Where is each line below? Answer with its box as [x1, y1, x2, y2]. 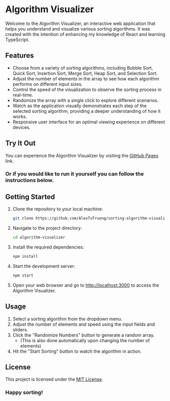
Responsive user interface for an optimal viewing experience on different [12, 118, 165, 125]
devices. [12, 124, 31, 130]
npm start [12, 273, 34, 278]
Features [5, 51, 34, 60]
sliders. [12, 326, 28, 332]
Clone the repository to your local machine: [12, 206, 103, 212]
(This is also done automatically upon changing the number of [20, 337, 150, 344]
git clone [12, 216, 34, 221]
